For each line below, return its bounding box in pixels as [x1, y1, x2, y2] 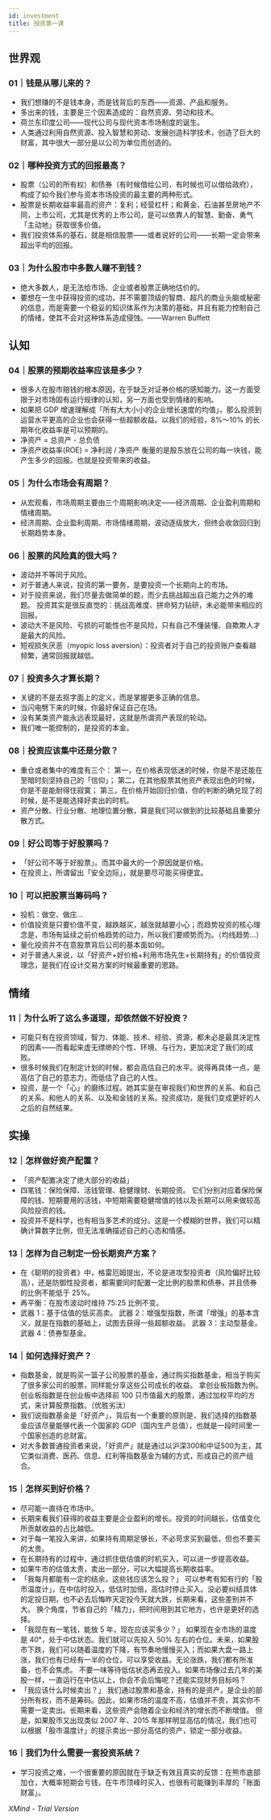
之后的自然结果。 [19, 1103, 77, 1112]
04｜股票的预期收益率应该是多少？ [8, 365, 144, 376]
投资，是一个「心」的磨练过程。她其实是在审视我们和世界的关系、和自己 [19, 1082, 261, 1092]
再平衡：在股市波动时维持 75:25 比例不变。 [19, 1297, 164, 1307]
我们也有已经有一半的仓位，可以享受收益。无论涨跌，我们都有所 [34, 1654, 247, 1664]
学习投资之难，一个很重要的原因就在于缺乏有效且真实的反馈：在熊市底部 [19, 1767, 261, 1777]
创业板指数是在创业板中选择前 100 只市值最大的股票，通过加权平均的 [19, 1390, 248, 1400]
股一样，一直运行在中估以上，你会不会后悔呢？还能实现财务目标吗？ [19, 1675, 247, 1684]
